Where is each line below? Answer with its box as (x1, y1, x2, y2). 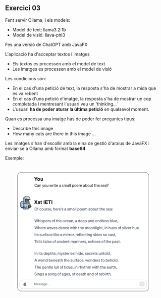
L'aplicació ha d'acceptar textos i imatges (5, 51, 90, 57)
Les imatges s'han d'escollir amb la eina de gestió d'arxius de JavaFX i (5, 140, 150, 146)
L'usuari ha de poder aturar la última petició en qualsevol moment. (12, 106, 150, 112)
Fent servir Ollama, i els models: (5, 17, 71, 23)
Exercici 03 (5, 4, 41, 12)
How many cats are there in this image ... (12, 131, 96, 137)
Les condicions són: (5, 75, 46, 81)
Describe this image (12, 125, 54, 131)
